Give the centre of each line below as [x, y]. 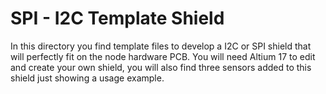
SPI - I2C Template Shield [117, 18]
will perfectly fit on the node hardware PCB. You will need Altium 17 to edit [163, 56]
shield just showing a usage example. [87, 78]
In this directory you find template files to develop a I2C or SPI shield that [161, 46]
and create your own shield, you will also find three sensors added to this [161, 67]
